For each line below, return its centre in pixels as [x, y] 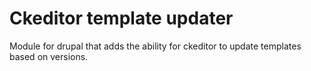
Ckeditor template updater [121, 18]
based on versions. [49, 56]
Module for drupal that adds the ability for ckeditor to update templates [155, 46]
